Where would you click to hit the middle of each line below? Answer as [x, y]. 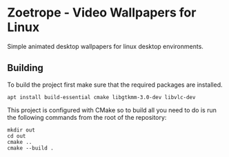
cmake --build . [30, 148]
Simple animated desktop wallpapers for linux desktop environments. [105, 46]
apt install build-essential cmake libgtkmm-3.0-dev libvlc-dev [101, 97]
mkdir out [21, 130]
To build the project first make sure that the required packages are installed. [115, 85]
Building [25, 68]
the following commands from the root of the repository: [87, 117]
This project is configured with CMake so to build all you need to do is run [112, 110]
